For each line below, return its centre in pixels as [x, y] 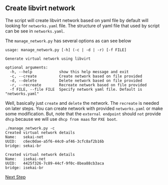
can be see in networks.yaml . [35, 31]
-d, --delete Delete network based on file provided [76, 80]
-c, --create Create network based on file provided [76, 76]
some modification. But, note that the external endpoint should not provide [83, 114]
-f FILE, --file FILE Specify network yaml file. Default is [76, 89]
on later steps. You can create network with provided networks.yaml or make [84, 108]
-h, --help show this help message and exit [69, 72]
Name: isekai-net [26, 159]
